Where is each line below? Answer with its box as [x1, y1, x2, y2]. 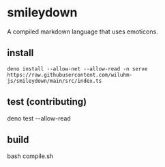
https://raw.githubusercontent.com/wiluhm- [7, 71, 133, 78]
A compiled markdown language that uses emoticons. [7, 27, 158, 36]
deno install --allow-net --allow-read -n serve [7, 65, 148, 73]
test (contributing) [7, 96, 87, 107]
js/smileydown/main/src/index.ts [7, 77, 102, 84]
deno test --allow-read [7, 114, 72, 123]
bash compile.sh [7, 152, 54, 160]
